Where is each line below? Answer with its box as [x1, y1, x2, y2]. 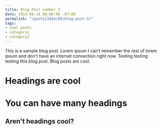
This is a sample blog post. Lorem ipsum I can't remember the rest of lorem [5, 47, 157, 54]
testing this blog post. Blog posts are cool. [5, 58, 90, 64]
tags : [5, 21, 16, 26]
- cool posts [5, 25, 32, 30]
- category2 [5, 35, 29, 40]
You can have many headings [5, 98, 128, 109]
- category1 [5, 30, 29, 35]
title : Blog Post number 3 [5, 7, 60, 12]
